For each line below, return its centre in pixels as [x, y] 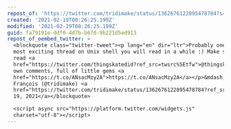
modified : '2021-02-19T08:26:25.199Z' [63, 26]
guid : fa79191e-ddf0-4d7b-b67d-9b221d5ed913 [72, 33]
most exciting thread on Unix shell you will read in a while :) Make [117, 52]
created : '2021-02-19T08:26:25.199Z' [61, 20]
